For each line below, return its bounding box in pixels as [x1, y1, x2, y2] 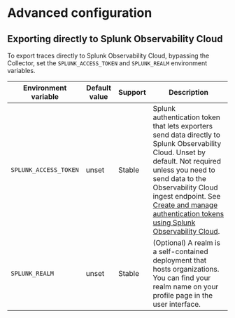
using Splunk [152, 218, 196, 227]
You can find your [152, 273, 211, 282]
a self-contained [152, 247, 208, 256]
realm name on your [152, 282, 219, 291]
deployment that [152, 256, 207, 265]
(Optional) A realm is [152, 238, 220, 247]
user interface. [152, 300, 201, 309]
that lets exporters [152, 121, 213, 131]
